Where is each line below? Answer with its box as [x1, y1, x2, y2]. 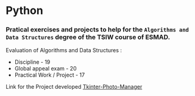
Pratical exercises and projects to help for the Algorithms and [5, 26, 190, 34]
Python [5, 4, 43, 18]
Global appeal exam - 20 [14, 65, 77, 72]
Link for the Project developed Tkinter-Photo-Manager [5, 83, 143, 91]
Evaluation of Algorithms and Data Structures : [5, 47, 122, 54]
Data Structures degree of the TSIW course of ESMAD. [5, 33, 171, 41]
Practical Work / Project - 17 [14, 71, 85, 79]
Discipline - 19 [14, 58, 51, 66]
